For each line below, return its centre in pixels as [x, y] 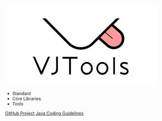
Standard [21, 93]
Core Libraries [26, 99]
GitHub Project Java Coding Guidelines [45, 113]
